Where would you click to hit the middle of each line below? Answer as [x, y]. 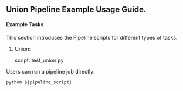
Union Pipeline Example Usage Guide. [76, 10]
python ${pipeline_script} [39, 82]
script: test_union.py [39, 60]
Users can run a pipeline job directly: [50, 71]
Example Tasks [25, 24]
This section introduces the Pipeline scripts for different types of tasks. [92, 37]
